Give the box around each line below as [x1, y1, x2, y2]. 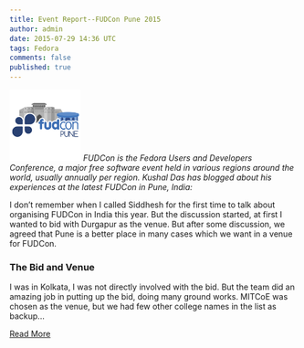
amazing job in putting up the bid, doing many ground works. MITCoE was [9, 291, 288, 302]
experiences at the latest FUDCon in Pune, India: [9, 182, 194, 192]
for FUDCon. [9, 238, 58, 248]
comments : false [9, 53, 71, 63]
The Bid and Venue [9, 260, 96, 273]
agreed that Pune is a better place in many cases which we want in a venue [9, 228, 293, 239]
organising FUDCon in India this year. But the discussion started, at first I [9, 209, 283, 219]
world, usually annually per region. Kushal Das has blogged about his [9, 172, 272, 183]
